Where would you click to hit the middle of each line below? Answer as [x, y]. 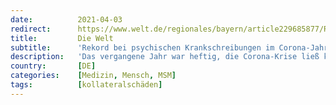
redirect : [31, 29]
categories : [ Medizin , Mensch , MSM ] [93, 76]
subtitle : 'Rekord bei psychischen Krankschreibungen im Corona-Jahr [169, 47]
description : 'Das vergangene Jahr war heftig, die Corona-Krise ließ [165, 57]
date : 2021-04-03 [66, 19]
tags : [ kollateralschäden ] [86, 85]
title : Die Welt [62, 38]
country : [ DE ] [53, 66]
